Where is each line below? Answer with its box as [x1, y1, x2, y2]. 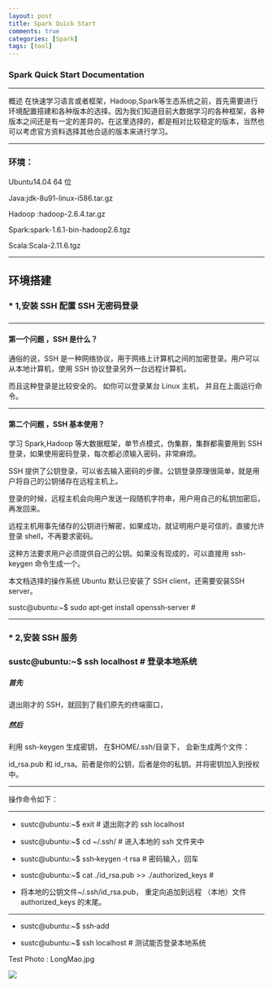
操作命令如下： [8, 795, 58, 805]
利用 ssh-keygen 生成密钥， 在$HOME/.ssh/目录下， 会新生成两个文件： [8, 742, 250, 752]
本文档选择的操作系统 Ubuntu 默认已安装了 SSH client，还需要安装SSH [8, 576, 245, 586]
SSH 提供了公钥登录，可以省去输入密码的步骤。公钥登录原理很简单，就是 [8, 466, 253, 476]
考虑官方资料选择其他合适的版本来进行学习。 [22, 127, 172, 137]
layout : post [8, 11, 53, 20]
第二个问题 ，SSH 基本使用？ [8, 419, 106, 428]
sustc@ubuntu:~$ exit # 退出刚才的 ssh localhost [19, 819, 185, 829]
